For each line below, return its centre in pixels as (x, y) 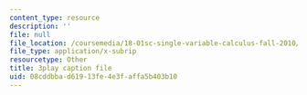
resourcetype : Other (49, 60)
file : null (30, 34)
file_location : (38, 43)
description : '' (40, 26)
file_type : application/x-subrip (73, 52)
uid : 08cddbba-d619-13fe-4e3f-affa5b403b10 (94, 77)
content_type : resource (55, 18)
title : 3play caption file (61, 69)
